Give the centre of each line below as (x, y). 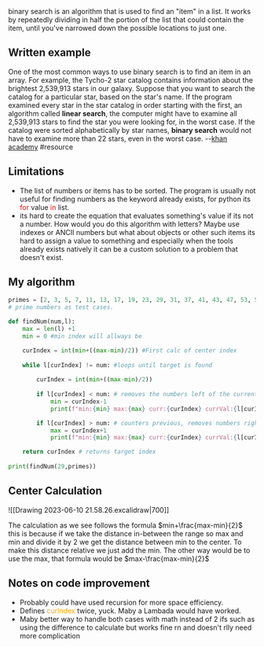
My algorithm (42, 282)
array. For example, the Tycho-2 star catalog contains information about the (131, 80)
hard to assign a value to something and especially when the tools (126, 241)
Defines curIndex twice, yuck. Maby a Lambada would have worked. (130, 610)
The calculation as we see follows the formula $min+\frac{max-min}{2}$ (126, 525)
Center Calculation (55, 491)
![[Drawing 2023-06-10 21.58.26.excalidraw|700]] (89, 509)
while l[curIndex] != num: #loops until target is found (117, 365)
